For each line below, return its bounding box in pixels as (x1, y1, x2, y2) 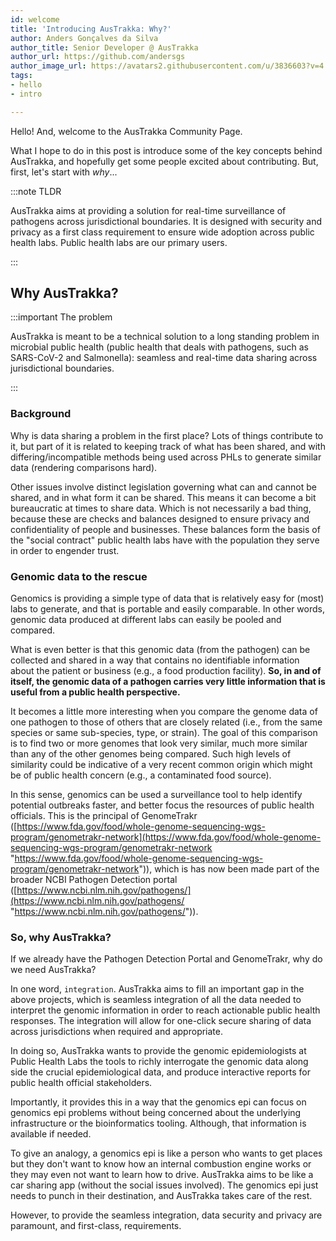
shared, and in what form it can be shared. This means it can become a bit (10, 491, 317, 503)
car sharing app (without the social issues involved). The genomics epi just (10, 1179, 319, 1191)
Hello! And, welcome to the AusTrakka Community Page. (10, 125, 243, 137)
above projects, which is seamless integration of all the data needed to (10, 994, 302, 1006)
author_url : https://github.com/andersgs (10, 52, 186, 62)
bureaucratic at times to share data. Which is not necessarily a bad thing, (10, 502, 312, 514)
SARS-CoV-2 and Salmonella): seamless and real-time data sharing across (10, 352, 318, 364)
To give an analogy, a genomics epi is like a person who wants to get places (10, 1147, 323, 1160)
